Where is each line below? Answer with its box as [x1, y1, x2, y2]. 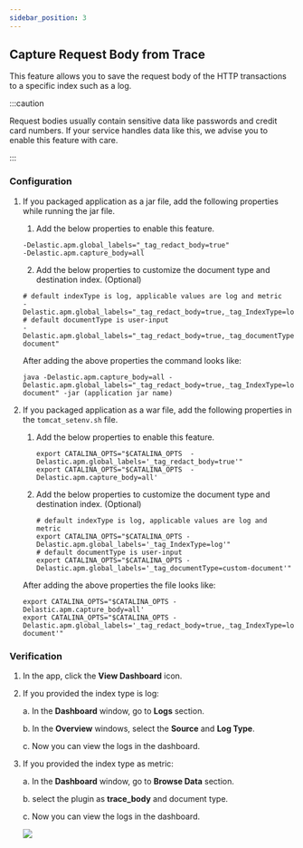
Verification [9, 649, 63, 662]
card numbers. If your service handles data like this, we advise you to [9, 125, 269, 136]
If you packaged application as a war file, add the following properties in [22, 405, 292, 415]
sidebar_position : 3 [9, 13, 88, 23]
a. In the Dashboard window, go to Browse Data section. [22, 776, 235, 787]
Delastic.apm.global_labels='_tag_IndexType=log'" [35, 540, 232, 549]
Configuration [9, 175, 72, 188]
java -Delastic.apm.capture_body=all [22, 373, 166, 382]
